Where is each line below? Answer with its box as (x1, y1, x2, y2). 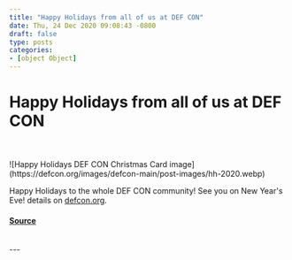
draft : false (9, 29, 58, 38)
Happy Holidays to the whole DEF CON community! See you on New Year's (9, 185, 283, 195)
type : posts (9, 37, 53, 47)
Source (9, 215, 37, 226)
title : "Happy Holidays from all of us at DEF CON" (9, 12, 204, 22)
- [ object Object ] (9, 54, 77, 63)
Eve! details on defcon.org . (9, 195, 108, 205)
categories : (9, 46, 53, 55)
